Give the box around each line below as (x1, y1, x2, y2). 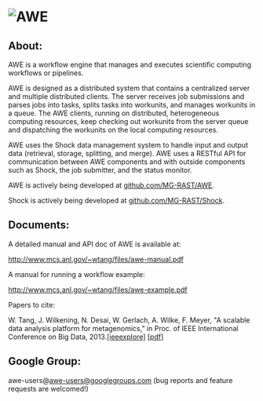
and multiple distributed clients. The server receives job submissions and (8, 92, 245, 101)
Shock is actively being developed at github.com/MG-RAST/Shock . (8, 196, 225, 205)
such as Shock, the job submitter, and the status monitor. (8, 166, 192, 174)
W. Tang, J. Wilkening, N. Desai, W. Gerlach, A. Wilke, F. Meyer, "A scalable (8, 315, 250, 325)
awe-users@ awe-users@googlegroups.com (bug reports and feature (8, 375, 233, 385)
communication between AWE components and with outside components (8, 157, 246, 166)
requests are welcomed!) (8, 384, 89, 393)
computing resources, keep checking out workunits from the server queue (8, 117, 249, 126)
